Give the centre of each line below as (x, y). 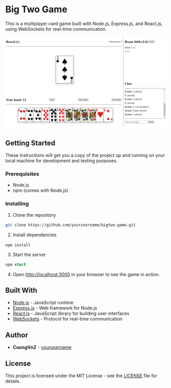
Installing (17, 204)
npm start (16, 264)
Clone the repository (34, 215)
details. (13, 381)
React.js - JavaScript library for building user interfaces (71, 313)
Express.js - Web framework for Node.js (55, 308)
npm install (18, 245)
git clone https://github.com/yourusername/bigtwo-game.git (71, 225)
